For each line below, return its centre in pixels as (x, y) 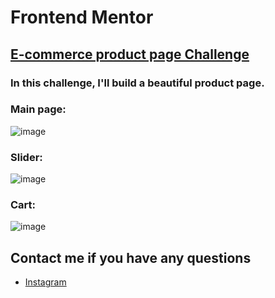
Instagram (45, 282)
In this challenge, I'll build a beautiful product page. (137, 83)
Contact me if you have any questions (131, 257)
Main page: (38, 109)
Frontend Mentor (82, 17)
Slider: (26, 157)
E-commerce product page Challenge (130, 54)
